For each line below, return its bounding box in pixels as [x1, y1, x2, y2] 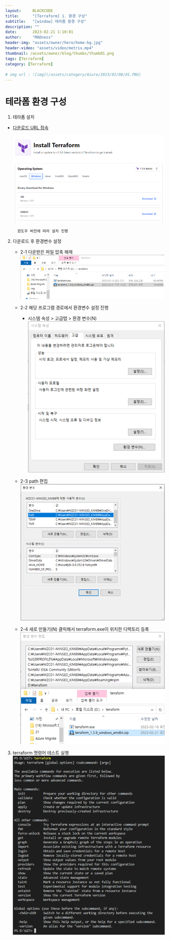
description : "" [5, 24, 39, 29]
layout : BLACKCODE [5, 8, 53, 13]
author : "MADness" [5, 35, 53, 40]
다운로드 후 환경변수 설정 [12, 238, 62, 244]
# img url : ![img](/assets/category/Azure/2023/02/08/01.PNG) [5, 72, 142, 77]
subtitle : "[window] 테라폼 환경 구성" [5, 19, 87, 24]
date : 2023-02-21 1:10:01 [5, 29, 73, 35]
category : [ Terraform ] [5, 61, 53, 67]
